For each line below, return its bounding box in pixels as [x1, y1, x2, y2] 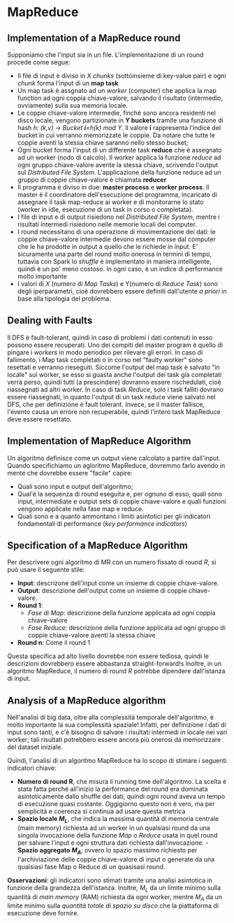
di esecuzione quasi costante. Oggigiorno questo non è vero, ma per [17, 800, 215, 808]
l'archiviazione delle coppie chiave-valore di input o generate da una [17, 854, 215, 864]
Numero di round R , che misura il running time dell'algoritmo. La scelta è [17, 778, 227, 786]
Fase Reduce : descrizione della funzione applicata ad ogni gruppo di [27, 624, 226, 632]
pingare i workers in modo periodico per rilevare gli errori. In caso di [7, 348, 203, 357]
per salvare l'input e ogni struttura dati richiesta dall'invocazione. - [17, 838, 209, 847]
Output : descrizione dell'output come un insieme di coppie [17, 587, 187, 595]
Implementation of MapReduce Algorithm [7, 435, 191, 448]
